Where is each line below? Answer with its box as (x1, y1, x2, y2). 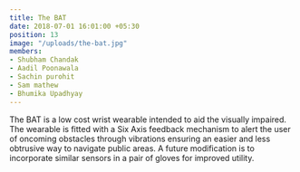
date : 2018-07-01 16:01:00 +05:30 (9, 22, 140, 31)
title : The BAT (9, 13, 67, 23)
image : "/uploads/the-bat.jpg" (9, 38, 128, 48)
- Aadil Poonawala (9, 64, 79, 73)
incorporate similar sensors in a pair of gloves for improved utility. (9, 152, 255, 163)
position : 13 (9, 30, 59, 39)
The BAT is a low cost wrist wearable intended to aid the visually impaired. (9, 114, 287, 125)
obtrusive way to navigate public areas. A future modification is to (9, 142, 256, 154)
